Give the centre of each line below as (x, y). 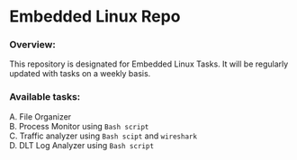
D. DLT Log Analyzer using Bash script (82, 145)
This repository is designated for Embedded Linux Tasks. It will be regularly (149, 64)
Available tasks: (45, 97)
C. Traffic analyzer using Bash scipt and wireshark (103, 136)
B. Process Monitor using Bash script (79, 126)
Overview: (32, 45)
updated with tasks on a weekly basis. (80, 74)
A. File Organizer (40, 116)
